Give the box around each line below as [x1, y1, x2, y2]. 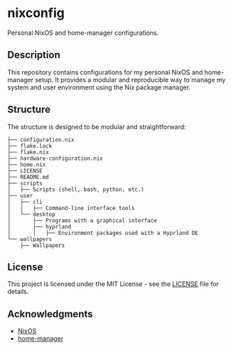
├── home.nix [7, 161, 46, 168]
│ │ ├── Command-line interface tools [7, 204, 135, 212]
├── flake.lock [7, 142, 53, 150]
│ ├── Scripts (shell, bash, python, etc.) [7, 186, 144, 193]
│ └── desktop [7, 211, 55, 218]
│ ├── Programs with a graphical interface [7, 217, 158, 224]
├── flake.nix [7, 148, 50, 155]
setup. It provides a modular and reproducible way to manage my [35, 75, 226, 84]
